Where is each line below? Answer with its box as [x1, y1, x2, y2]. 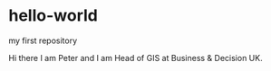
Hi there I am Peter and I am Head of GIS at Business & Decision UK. [8, 52, 264, 63]
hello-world [8, 5, 99, 26]
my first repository [8, 35, 78, 46]
